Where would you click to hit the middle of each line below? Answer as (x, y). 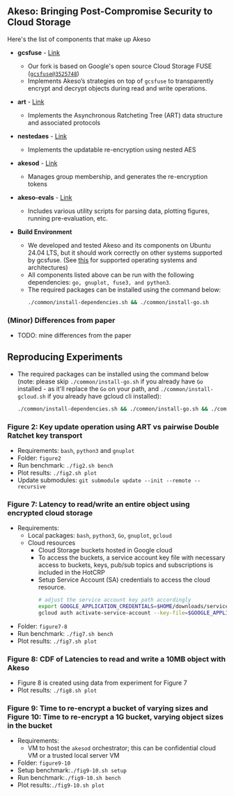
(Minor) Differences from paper (61, 320)
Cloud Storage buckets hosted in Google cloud (105, 550)
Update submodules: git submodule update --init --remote (104, 480)
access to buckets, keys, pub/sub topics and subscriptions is (126, 565)
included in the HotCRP (72, 573)
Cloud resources (52, 543)
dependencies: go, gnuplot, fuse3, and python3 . (99, 282)
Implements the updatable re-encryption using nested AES (112, 150)
